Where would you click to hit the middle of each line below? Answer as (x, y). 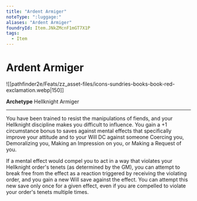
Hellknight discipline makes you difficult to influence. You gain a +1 (86, 124)
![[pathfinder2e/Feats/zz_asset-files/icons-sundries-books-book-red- (91, 84)
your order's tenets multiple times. (47, 192)
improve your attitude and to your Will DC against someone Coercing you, (95, 137)
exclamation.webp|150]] (35, 90)
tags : (13, 33)
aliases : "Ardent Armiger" (39, 22)
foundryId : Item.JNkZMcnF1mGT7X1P (48, 28)
